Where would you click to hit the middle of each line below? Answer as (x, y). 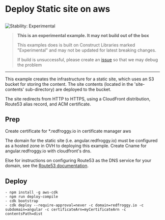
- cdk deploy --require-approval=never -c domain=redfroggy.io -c (74, 205)
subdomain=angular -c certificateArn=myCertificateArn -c (66, 210)
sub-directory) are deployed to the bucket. (68, 89)
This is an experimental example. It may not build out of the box (83, 35)
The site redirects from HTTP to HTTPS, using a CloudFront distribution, (78, 98)
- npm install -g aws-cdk (31, 193)
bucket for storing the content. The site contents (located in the (69, 84)
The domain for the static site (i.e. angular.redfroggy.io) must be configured (82, 141)
